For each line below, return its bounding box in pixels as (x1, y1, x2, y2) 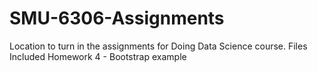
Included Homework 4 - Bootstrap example (9, 50, 187, 62)
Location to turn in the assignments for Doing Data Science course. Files (9, 40, 308, 52)
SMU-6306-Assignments (9, 7, 225, 30)
